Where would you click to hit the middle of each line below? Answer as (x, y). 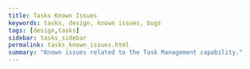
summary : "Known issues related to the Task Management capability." (126, 52)
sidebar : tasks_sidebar (48, 38)
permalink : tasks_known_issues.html (69, 45)
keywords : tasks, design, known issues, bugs (85, 23)
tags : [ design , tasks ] (44, 30)
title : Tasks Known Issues (53, 15)
